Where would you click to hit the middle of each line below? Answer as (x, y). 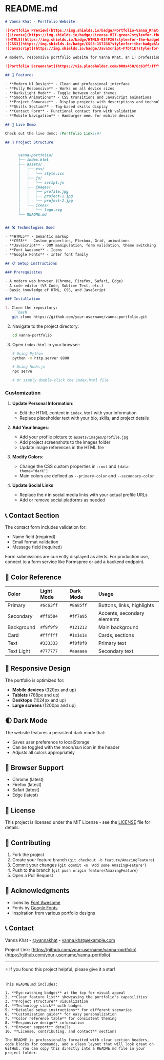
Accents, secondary (121, 613)
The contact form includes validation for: (46, 527)
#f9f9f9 (49, 627)
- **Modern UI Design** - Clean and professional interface (68, 84)
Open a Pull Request (33, 876)
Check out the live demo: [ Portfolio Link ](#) (53, 133)
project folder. (21, 1053)
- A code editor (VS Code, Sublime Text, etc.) (54, 286)
